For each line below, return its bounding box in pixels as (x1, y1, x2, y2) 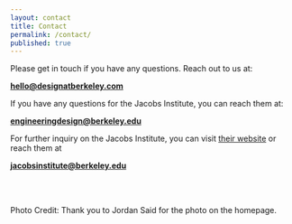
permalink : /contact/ (10, 30, 92, 39)
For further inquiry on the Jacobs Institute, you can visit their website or (10, 133, 277, 145)
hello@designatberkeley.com (10, 80, 124, 91)
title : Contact (10, 22, 68, 31)
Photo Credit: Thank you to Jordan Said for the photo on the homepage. (10, 205, 278, 216)
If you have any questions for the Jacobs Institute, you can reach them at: (10, 98, 284, 109)
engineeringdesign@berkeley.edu (10, 116, 142, 126)
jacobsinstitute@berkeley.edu (10, 160, 127, 172)
